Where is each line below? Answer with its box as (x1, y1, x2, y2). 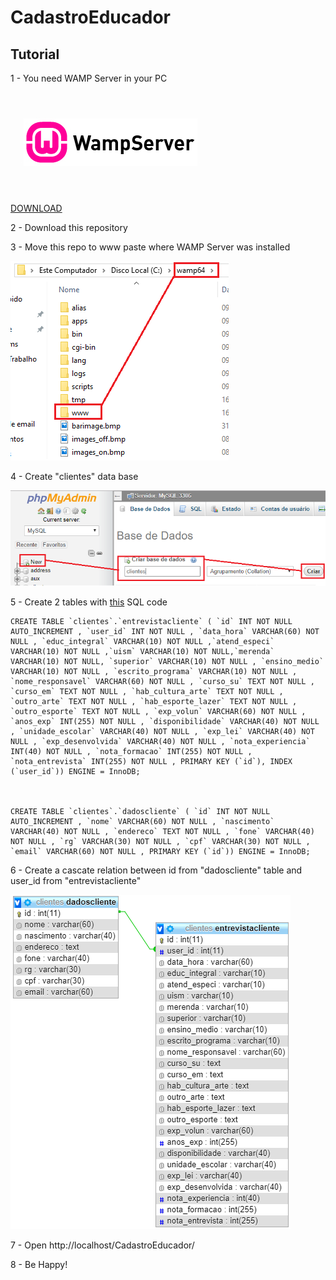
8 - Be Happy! (10, 1258, 68, 1270)
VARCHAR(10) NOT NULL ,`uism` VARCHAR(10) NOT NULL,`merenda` (10, 646, 275, 656)
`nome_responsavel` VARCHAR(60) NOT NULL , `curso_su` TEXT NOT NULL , (10, 676, 315, 686)
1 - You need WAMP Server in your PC (10, 72, 168, 84)
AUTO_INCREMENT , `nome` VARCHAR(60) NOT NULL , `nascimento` (10, 816, 275, 826)
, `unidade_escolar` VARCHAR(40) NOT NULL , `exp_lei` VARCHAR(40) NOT (10, 726, 315, 736)
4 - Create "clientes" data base (10, 471, 139, 482)
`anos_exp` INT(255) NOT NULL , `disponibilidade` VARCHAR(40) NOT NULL (10, 716, 320, 726)
